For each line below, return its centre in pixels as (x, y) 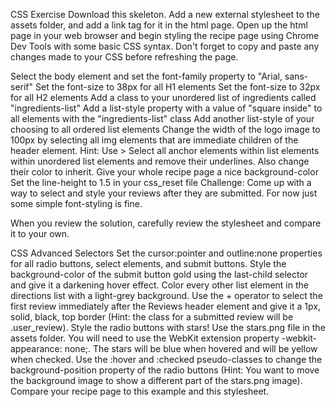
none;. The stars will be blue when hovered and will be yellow (191, 348)
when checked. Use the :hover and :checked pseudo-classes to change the (166, 359)
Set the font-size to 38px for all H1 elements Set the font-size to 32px (177, 87)
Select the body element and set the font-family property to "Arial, (146, 76)
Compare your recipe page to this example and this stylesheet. (140, 391)
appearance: (36, 348)
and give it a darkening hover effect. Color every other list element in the (159, 285)
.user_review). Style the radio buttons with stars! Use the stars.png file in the (168, 327)
